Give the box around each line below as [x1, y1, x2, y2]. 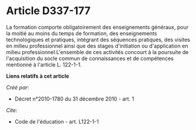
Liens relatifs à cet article [6, 72, 69, 79]
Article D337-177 [6, 4, 91, 18]
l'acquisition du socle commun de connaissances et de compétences [6, 55, 174, 62]
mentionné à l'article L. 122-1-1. [6, 61, 82, 68]
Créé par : [6, 84, 29, 91]
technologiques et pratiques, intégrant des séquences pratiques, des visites [6, 36, 190, 43]
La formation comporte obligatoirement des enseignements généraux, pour [6, 24, 189, 31]
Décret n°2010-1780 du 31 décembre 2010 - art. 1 [14, 95, 134, 102]
